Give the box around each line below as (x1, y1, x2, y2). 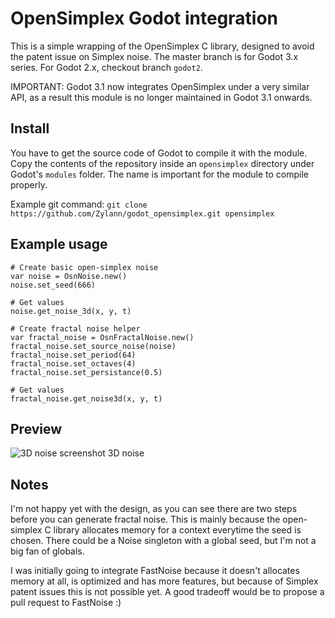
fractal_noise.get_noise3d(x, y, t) (10, 393, 163, 404)
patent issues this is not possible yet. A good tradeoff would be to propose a (10, 586, 325, 598)
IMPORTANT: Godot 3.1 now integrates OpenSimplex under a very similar (10, 80, 310, 92)
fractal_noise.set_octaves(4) (10, 358, 137, 369)
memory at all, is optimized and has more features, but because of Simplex (10, 575, 319, 587)
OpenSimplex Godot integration (10, 7, 279, 30)
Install (10, 120, 50, 137)
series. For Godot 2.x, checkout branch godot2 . (10, 61, 203, 73)
